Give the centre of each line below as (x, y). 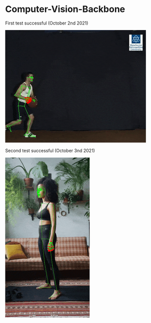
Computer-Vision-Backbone (65, 9)
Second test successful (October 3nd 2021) (50, 150)
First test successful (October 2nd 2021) (47, 23)
